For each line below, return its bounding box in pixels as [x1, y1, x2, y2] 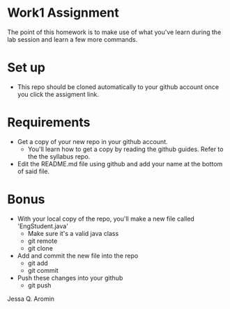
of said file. [17, 167, 50, 175]
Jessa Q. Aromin [7, 294, 54, 303]
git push [27, 280, 52, 290]
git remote [27, 237, 58, 245]
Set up [7, 60, 45, 76]
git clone [27, 244, 54, 252]
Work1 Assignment [7, 5, 120, 21]
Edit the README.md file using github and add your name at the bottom [17, 159, 223, 168]
